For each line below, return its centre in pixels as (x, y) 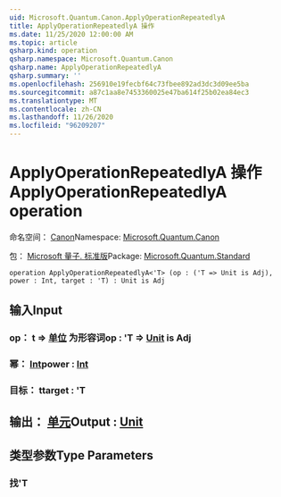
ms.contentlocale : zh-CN (55, 109)
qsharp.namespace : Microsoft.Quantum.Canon (91, 59)
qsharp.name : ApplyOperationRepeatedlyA (86, 68)
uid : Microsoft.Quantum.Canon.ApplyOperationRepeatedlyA (117, 17)
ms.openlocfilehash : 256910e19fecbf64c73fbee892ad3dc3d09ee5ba (129, 84)
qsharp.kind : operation (54, 51)
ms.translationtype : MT (54, 101)
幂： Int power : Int (49, 365)
